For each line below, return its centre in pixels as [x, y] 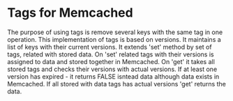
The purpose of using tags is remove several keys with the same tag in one [115, 32]
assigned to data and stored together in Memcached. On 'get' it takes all [111, 61]
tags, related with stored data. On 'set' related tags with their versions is [111, 54]
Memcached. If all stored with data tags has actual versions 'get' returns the [117, 84]
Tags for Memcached [70, 13]
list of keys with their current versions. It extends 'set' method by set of [110, 47]
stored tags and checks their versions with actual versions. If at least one [112, 69]
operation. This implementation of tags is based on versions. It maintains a [114, 39]
